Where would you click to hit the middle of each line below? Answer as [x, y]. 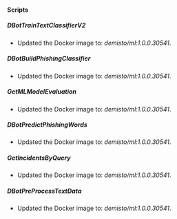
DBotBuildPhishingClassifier [49, 59]
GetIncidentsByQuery [39, 158]
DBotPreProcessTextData [44, 191]
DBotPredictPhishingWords [47, 125]
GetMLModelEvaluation [42, 92]
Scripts [18, 10]
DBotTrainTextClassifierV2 [46, 25]
